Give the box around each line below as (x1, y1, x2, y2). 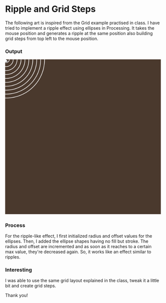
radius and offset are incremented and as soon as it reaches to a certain (5, 244, 152, 250)
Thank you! (5, 293, 28, 299)
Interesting (5, 266, 32, 273)
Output (5, 48, 23, 55)
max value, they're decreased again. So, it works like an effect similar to (5, 249, 152, 255)
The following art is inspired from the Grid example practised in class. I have (5, 20, 160, 26)
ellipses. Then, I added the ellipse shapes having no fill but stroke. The (5, 238, 149, 244)
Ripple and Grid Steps (5, 3, 96, 15)
